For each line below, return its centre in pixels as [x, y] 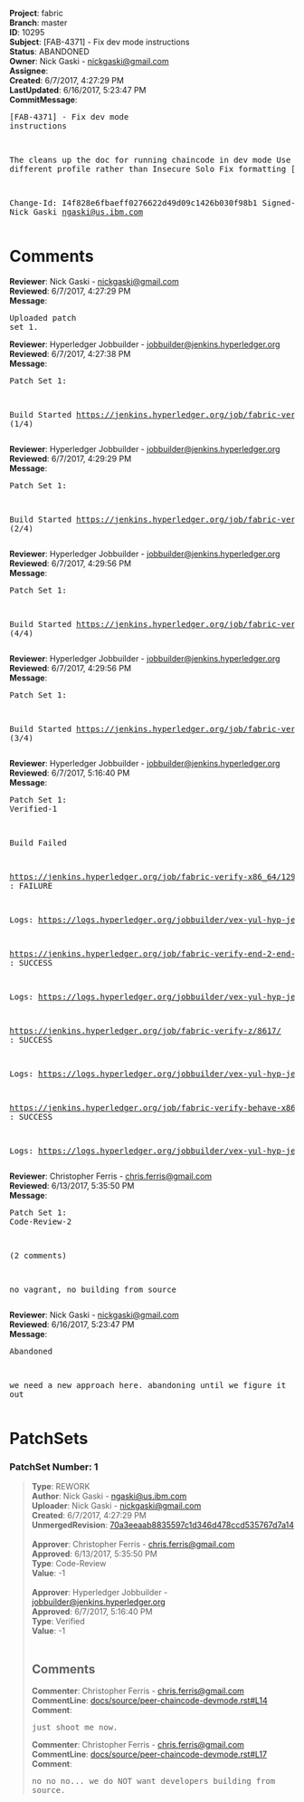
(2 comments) [38, 1255]
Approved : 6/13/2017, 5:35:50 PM [95, 1554]
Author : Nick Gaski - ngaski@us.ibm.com [109, 1496]
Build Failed [38, 843]
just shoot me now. [75, 1728]
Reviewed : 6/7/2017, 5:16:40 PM [70, 773]
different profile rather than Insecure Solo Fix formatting [148, 169]
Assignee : [29, 71]
